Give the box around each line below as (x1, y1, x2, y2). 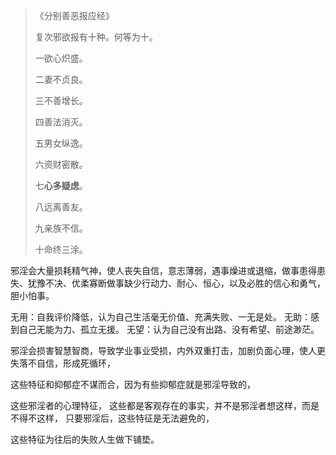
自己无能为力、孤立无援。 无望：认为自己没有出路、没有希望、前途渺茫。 (18, 324, 320, 335)
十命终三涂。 (34, 244, 88, 255)
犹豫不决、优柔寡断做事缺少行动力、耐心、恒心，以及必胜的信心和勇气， (27, 277, 326, 289)
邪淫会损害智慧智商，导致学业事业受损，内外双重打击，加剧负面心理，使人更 (10, 345, 326, 356)
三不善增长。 (34, 95, 88, 106)
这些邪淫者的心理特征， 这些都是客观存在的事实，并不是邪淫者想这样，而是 (10, 400, 320, 411)
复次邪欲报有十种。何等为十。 (34, 31, 158, 43)
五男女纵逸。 (34, 137, 88, 149)
